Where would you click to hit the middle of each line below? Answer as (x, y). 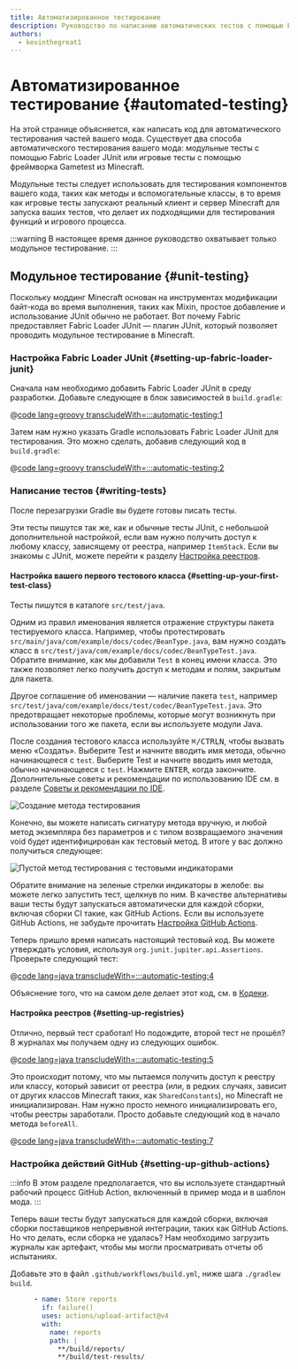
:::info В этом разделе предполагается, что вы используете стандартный (148, 1183)
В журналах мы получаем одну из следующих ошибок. (115, 1042)
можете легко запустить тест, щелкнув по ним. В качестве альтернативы (149, 894)
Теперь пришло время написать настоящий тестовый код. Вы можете (142, 940)
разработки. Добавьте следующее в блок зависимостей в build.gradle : (146, 398)
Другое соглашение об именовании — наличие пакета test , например (144, 695)
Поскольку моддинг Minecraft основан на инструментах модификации (144, 297)
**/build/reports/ (91, 1349)
